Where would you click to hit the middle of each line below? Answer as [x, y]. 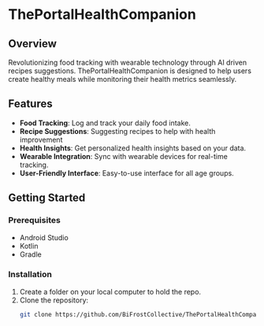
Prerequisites [34, 220]
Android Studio [44, 237]
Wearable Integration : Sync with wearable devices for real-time [124, 156]
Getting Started [47, 198]
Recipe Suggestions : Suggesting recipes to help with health [117, 131]
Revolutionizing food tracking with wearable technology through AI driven [127, 62]
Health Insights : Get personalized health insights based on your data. [133, 148]
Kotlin [29, 246]
